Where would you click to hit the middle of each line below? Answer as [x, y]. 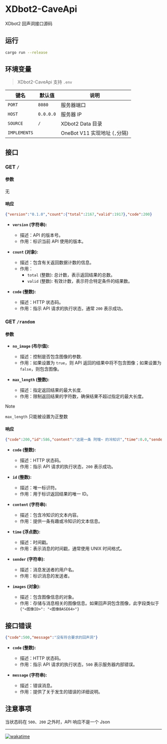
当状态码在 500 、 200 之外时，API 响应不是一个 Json [58, 722]
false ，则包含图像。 [41, 369]
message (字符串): [30, 675]
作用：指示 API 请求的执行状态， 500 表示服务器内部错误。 [79, 664]
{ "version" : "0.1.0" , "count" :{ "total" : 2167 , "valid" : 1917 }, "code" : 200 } [79, 215]
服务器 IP [71, 114]
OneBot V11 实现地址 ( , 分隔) [95, 133]
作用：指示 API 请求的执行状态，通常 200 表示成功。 [73, 309]
